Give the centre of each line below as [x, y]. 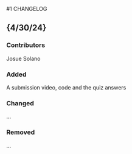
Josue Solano [23, 58]
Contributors [26, 45]
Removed [21, 132]
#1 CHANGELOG [27, 9]
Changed [20, 103]
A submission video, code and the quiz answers [66, 87]
